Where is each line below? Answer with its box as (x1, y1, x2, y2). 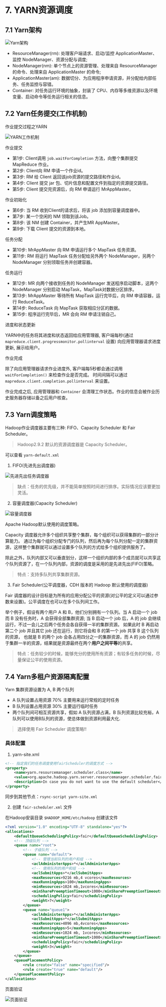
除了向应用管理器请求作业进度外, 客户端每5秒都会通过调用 (5, 365, 123, 371)
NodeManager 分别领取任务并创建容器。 (12, 259, 95, 265)
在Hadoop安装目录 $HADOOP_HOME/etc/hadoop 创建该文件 (5, 814, 118, 820)
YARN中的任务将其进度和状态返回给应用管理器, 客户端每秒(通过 (5, 332, 133, 338)
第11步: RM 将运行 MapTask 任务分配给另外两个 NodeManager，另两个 (12, 253, 156, 259)
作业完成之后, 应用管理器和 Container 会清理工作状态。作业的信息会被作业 (5, 388, 156, 394)
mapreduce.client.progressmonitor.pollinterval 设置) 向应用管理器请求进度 (5, 338, 161, 344)
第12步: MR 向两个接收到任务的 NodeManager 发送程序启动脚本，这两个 (12, 280, 159, 286)
